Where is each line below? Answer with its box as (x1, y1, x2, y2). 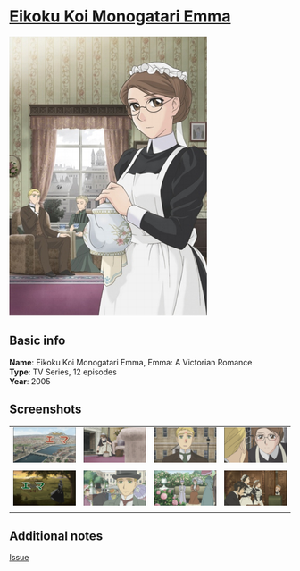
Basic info (9, 333, 66, 348)
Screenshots (9, 402, 82, 417)
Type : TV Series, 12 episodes (9, 366, 118, 377)
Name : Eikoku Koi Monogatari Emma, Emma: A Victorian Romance (9, 357, 253, 367)
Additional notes (9, 528, 104, 543)
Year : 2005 (9, 375, 51, 386)
